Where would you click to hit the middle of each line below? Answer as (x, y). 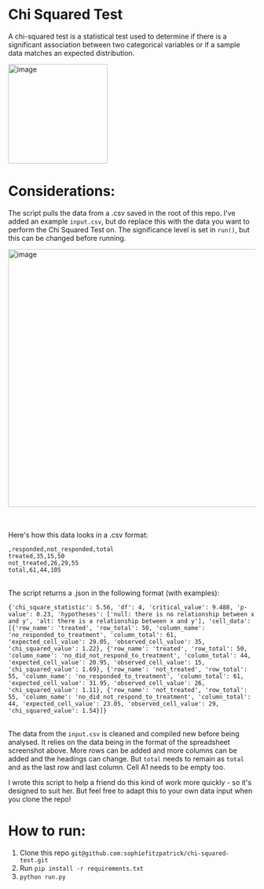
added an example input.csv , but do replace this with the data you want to (129, 221)
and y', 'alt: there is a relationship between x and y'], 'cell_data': (130, 621)
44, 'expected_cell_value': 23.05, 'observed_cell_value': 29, (114, 704)
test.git (34, 860)
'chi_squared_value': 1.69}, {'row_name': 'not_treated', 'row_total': (128, 669)
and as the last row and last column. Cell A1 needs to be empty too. (117, 767)
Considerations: (62, 191)
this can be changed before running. (67, 238)
